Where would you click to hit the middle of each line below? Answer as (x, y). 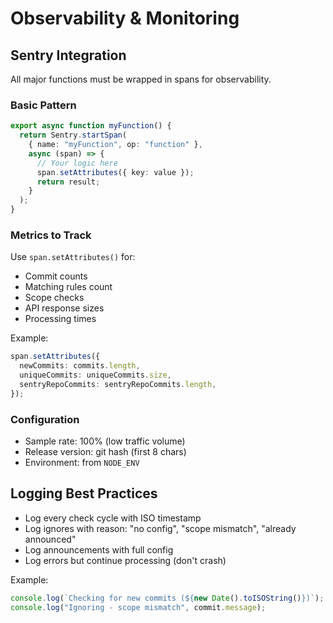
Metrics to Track (51, 235)
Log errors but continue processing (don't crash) (125, 560)
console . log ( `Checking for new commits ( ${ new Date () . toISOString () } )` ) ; (167, 598)
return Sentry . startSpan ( (73, 135)
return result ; (68, 182)
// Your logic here (77, 163)
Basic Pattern (43, 105)
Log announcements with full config (99, 549)
